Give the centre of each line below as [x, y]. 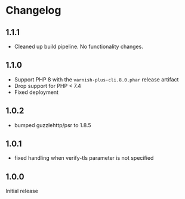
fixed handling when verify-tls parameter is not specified [84, 158]
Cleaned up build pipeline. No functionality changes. [79, 46]
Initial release [22, 191]
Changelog [33, 10]
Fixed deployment [36, 92]
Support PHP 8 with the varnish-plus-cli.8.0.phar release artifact [96, 79]
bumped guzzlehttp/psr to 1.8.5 [53, 125]
